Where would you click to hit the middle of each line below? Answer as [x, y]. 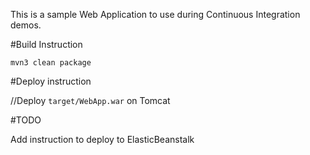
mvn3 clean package [51, 63]
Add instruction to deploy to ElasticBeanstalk [102, 139]
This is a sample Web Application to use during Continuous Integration [155, 14]
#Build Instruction [46, 44]
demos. [26, 25]
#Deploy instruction [51, 81]
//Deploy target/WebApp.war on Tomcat [90, 100]
